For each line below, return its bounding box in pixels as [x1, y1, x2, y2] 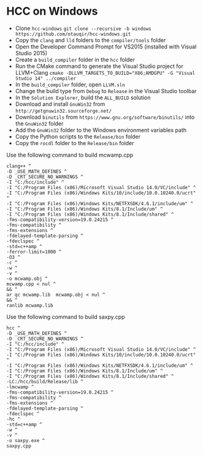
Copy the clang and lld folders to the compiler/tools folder [15, 36, 166, 43]
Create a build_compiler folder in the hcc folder [15, 56, 135, 63]
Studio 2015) [15, 49, 48, 56]
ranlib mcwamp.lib [6, 302, 53, 309]
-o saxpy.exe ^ [6, 437, 45, 443]
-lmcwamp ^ [6, 384, 34, 390]
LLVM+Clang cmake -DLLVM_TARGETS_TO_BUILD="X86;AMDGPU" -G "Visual [15, 69, 195, 76]
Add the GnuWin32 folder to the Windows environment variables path [15, 126, 187, 133]
